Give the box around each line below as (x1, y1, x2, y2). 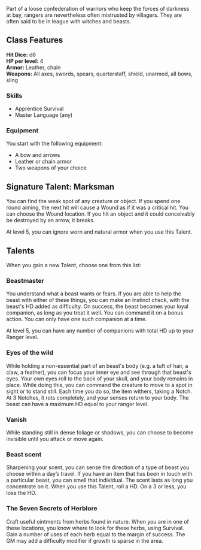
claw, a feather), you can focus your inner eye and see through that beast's (6, 368, 191, 376)
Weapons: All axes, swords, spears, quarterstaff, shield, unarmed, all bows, (6, 70, 193, 77)
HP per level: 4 (6, 57, 44, 65)
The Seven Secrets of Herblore (6, 504, 98, 513)
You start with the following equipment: (6, 140, 103, 147)
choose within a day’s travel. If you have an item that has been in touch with (6, 470, 193, 478)
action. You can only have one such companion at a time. (6, 316, 148, 323)
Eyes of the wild (6, 349, 54, 357)
